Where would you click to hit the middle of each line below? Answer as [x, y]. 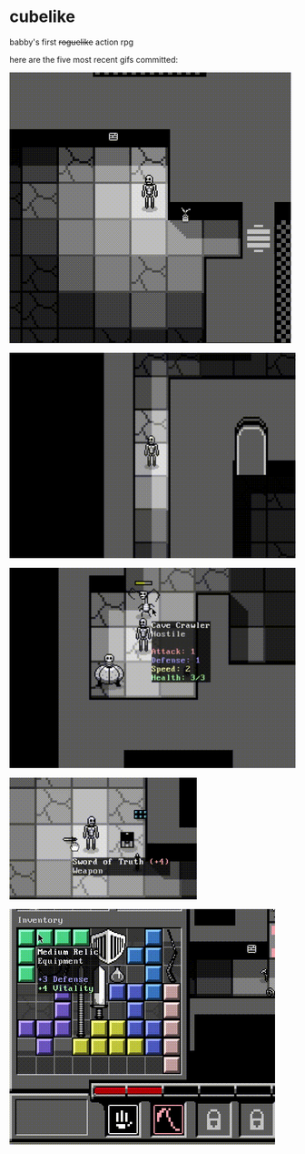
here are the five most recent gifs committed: [94, 59]
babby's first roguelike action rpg [72, 42]
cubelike [42, 17]
